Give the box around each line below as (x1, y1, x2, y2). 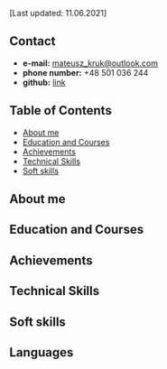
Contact (9, 33, 56, 49)
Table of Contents (9, 103, 113, 118)
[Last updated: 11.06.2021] (9, 8, 107, 18)
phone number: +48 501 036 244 (22, 67, 149, 78)
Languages (9, 345, 74, 360)
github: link (22, 77, 66, 88)
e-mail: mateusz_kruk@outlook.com (22, 58, 159, 69)
